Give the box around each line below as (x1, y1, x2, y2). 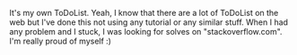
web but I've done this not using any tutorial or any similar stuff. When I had (9, 17, 289, 27)
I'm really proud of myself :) (9, 35, 112, 46)
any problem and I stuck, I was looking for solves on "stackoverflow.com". (9, 27, 283, 36)
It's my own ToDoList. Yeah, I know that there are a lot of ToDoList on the (9, 8, 279, 18)
